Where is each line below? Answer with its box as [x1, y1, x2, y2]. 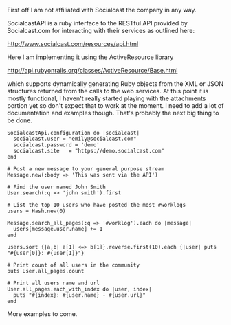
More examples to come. [7, 310, 78, 318]
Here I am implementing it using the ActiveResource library [7, 53, 174, 61]
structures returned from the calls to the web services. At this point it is [7, 87, 209, 95]
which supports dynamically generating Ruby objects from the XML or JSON [7, 80, 224, 88]
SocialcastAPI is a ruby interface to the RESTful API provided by [7, 19, 188, 27]
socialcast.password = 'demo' [13, 142, 100, 148]
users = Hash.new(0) [7, 208, 67, 214]
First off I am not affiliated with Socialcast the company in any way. [7, 6, 197, 14]
